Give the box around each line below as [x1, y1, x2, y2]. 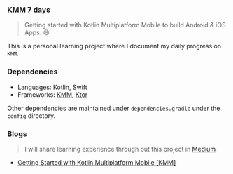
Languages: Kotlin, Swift [17, 83, 87, 91]
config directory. [7, 111, 56, 120]
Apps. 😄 [24, 28, 50, 36]
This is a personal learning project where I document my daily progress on [7, 42, 222, 51]
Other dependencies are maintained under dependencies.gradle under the [7, 104, 220, 112]
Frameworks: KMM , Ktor [17, 90, 88, 99]
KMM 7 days [7, 5, 51, 15]
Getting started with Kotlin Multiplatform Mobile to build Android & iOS [24, 21, 226, 29]
